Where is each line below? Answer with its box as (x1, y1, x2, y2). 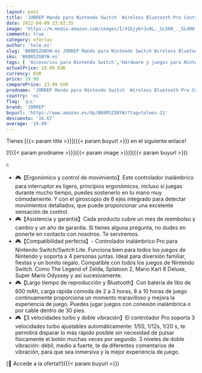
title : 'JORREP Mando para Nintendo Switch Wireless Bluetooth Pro (6, 14, 182, 20)
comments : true (6, 31, 44, 37)
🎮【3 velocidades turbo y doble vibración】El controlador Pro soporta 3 (14, 314, 195, 321)
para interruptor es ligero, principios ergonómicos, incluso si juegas (14, 183, 183, 190)
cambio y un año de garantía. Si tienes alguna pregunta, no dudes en (14, 224, 186, 231)
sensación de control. (14, 208, 69, 216)
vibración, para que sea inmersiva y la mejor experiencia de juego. (14, 348, 180, 356)
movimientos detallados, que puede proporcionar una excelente (14, 202, 173, 209)
